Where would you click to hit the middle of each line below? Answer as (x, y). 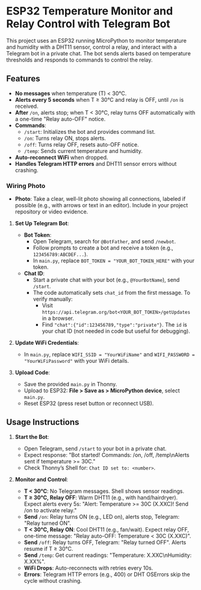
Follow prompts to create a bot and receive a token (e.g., (103, 248)
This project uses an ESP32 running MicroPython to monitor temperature (96, 40)
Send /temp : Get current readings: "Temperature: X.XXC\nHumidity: (108, 555)
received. (26, 106)
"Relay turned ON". (47, 523)
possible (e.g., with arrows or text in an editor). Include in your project (101, 206)
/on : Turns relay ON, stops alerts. (65, 138)
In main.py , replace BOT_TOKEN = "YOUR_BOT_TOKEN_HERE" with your (113, 261)
